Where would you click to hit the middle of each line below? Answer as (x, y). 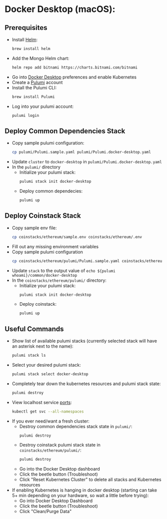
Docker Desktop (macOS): (60, 9)
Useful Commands (34, 329)
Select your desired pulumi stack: (46, 365)
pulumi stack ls (29, 356)
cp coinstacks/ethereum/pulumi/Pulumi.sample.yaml (66, 261)
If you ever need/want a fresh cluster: (50, 421)
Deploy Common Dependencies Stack (65, 131)
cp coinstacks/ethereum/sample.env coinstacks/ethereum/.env (77, 237)
